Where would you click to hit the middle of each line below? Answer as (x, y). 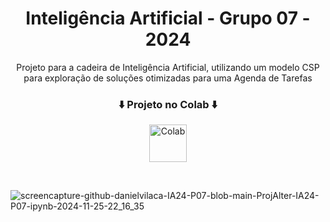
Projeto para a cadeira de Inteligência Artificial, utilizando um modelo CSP (168, 67)
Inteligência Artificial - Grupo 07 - (168, 18)
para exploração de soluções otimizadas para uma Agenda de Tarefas (168, 78)
